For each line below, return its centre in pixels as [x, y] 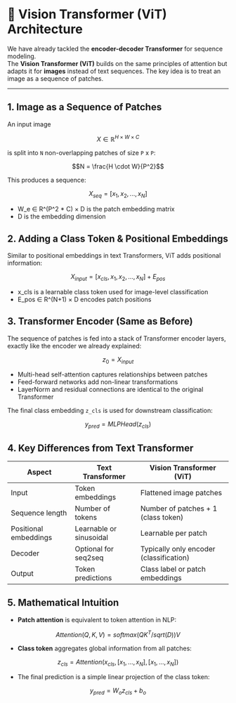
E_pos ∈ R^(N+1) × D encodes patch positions [84, 299]
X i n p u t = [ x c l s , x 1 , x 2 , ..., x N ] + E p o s [118, 277]
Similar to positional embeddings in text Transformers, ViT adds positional [114, 256]
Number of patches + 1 [179, 508]
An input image [29, 124]
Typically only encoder [178, 549]
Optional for [94, 549]
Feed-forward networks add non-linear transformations [98, 382]
